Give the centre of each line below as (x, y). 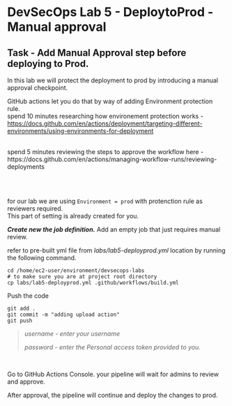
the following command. (42, 258)
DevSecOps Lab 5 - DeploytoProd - (110, 12)
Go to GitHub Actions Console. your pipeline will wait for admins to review (113, 374)
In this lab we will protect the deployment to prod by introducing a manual (113, 80)
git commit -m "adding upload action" (63, 315)
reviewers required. (35, 209)
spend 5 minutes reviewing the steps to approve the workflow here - (106, 152)
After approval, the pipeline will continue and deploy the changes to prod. (113, 395)
